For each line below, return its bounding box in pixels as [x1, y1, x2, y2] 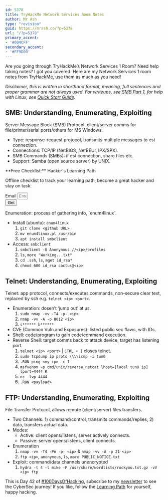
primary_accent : [5, 36, 39, 41]
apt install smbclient [20, 236, 68, 242]
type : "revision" [5, 21, 42, 27]
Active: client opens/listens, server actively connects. [20, 432, 130, 438]
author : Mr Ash [5, 17, 37, 22]
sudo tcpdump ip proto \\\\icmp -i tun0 [20, 354, 106, 359]
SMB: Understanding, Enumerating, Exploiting [5, 108, 152, 117]
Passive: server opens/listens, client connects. [20, 437, 116, 443]
